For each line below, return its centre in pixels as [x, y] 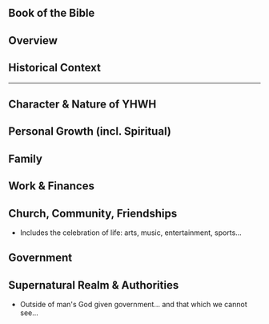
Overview [33, 40]
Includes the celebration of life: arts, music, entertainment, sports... [130, 233]
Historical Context [55, 68]
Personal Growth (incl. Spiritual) [90, 132]
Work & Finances [51, 186]
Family [25, 158]
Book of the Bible [52, 13]
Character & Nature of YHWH [82, 104]
